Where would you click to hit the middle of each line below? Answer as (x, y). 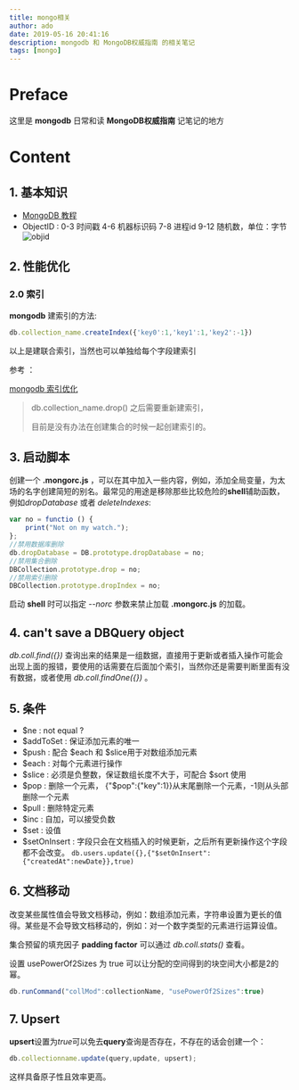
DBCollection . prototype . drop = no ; (75, 569)
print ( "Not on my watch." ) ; (77, 528)
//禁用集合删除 (33, 561)
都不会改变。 (45, 852)
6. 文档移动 (40, 892)
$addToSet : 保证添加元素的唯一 (81, 740)
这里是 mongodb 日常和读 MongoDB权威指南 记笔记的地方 (117, 120)
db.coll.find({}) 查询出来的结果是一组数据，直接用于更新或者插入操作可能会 (146, 656)
